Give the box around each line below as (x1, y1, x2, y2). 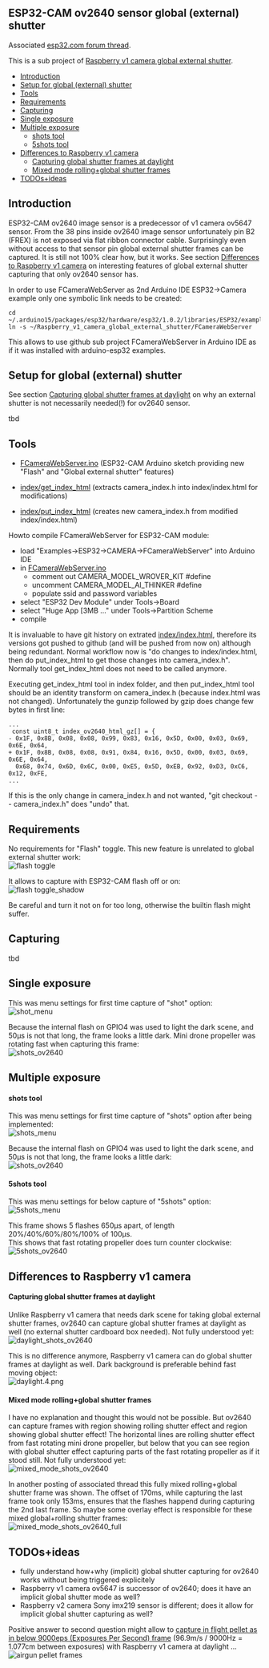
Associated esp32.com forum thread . (8, 40, 131, 50)
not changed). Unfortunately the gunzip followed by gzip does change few (8, 697, 254, 706)
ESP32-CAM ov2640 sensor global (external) (8, 6, 240, 20)
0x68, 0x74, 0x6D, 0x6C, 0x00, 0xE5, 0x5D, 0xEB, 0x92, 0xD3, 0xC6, (15, 763, 249, 771)
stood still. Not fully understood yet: (8, 1455, 126, 1465)
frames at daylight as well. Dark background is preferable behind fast (8, 1359, 236, 1370)
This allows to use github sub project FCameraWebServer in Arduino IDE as (8, 337, 257, 346)
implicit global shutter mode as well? (19, 1592, 141, 1602)
